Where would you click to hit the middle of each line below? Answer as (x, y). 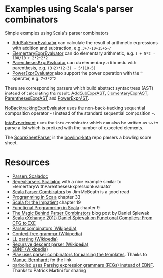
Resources (27, 163)
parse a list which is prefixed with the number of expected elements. (74, 128)
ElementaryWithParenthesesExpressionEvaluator (62, 186)
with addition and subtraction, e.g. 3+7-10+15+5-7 (62, 48)
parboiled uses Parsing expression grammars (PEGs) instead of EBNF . (83, 265)
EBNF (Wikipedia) (30, 249)
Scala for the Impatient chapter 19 (46, 202)
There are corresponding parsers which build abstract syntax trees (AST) (79, 88)
